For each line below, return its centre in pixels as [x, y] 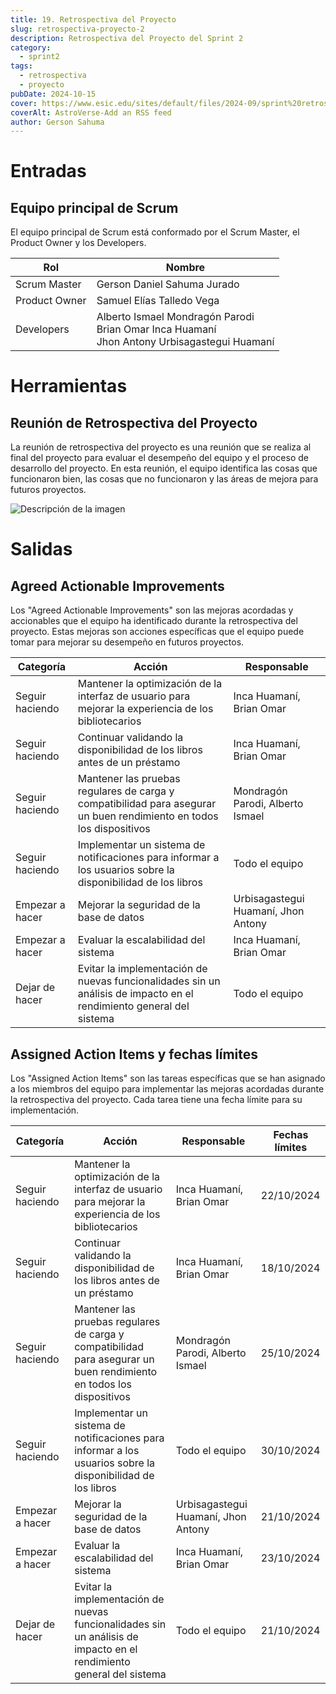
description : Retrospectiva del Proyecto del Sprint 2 [127, 38]
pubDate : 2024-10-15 [53, 94]
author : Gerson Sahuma [57, 122]
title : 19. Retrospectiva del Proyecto [93, 19]
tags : [21, 66]
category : [31, 47]
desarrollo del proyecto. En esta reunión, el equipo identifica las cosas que [164, 468]
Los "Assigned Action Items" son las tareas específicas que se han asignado [168, 1078]
